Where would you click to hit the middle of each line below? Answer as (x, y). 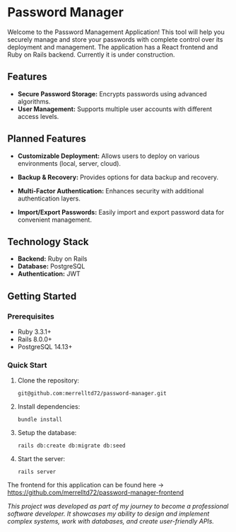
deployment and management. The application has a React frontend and (113, 47)
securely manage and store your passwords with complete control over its (115, 39)
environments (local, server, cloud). (69, 163)
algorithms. (34, 101)
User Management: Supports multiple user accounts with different (115, 109)
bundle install (40, 420)
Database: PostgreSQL (51, 266)
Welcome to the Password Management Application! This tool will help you (116, 32)
